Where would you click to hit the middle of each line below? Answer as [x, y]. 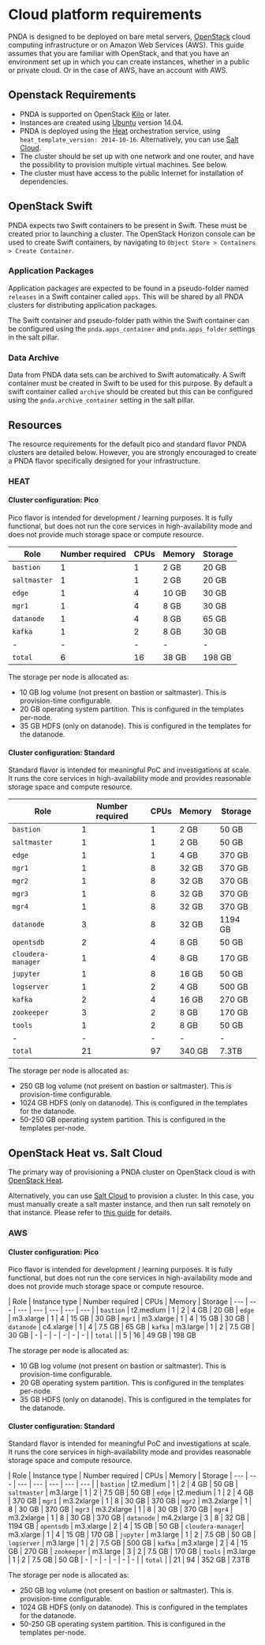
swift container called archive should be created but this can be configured [131, 392]
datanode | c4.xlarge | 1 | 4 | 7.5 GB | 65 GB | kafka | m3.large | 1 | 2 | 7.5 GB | [131, 1327]
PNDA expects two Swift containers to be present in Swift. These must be [128, 225]
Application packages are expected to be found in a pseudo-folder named [129, 288]
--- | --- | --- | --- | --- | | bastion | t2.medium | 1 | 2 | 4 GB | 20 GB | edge [136, 1310]
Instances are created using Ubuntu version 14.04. [101, 122]
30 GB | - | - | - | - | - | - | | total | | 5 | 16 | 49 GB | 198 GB [103, 1336]
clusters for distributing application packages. [83, 305]
